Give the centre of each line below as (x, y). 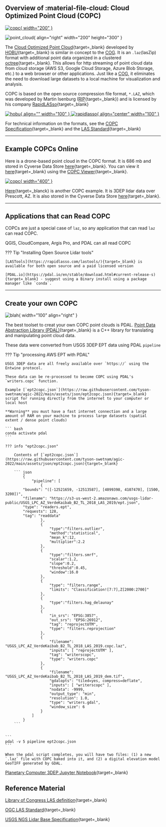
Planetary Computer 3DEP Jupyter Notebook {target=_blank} (67, 773)
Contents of (26, 455)
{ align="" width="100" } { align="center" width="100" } (90, 114)
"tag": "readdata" (42, 516)
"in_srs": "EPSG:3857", (74, 616)
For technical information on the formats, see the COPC (62, 123)
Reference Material (35, 788)
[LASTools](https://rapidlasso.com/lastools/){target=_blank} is (74, 262)
